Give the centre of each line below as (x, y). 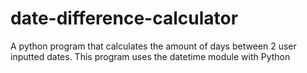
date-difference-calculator (124, 18)
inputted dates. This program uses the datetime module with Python (150, 56)
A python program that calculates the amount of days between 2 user (153, 46)
